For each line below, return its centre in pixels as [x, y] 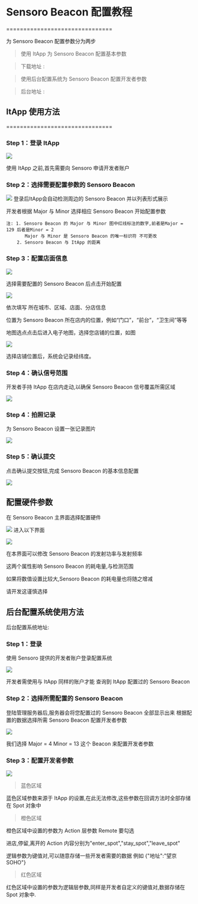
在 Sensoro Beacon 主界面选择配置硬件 [54, 518]
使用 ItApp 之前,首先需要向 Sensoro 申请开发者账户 [68, 168]
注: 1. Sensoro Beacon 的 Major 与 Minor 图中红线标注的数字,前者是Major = [95, 224]
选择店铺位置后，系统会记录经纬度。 [50, 356]
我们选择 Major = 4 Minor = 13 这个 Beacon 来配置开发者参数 [80, 744]
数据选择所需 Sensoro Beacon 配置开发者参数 [72, 720]
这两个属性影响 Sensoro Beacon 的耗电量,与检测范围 [70, 566]
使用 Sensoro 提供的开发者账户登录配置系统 [59, 658]
